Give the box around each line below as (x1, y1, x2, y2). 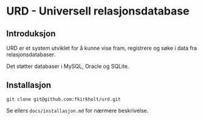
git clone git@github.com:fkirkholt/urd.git (6, 96, 121, 102)
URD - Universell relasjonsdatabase (6, 4, 190, 18)
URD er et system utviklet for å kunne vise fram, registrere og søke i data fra (6, 44, 198, 52)
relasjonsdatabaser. (6, 51, 56, 58)
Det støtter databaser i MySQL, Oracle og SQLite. (6, 62, 129, 70)
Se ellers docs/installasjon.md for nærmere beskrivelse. (6, 107, 149, 114)
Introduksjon (6, 28, 56, 39)
